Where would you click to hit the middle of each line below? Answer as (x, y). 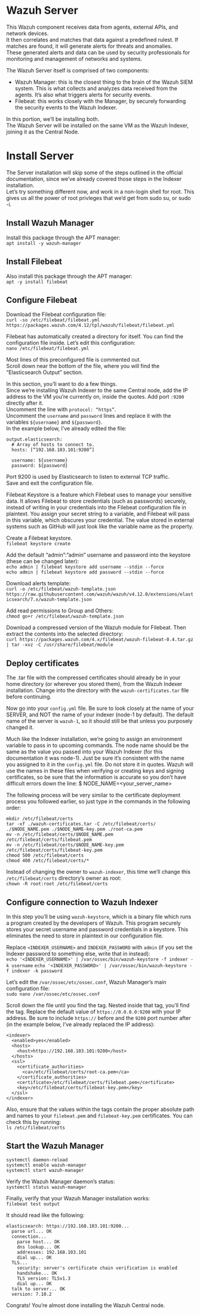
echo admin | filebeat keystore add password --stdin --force (85, 572)
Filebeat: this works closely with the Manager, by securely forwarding (100, 101)
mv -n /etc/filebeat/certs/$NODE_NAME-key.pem (65, 845)
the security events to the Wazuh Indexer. (66, 107)
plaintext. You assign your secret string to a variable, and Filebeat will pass (98, 514)
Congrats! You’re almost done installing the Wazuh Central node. (86, 1305)
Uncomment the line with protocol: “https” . (61, 409)
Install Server (40, 156)
